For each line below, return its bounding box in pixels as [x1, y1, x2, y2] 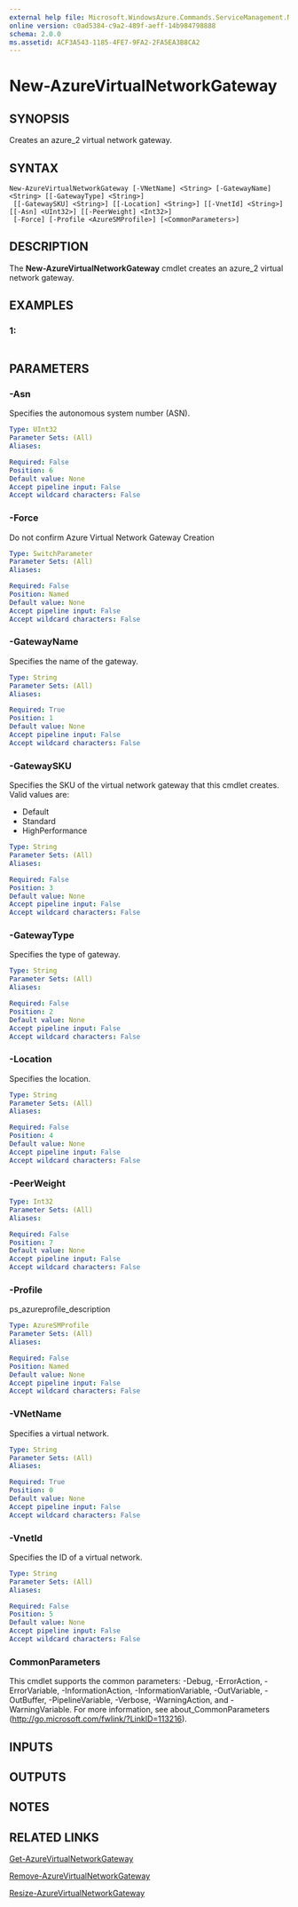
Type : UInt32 [9, 425, 58, 434]
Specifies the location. [9, 1073, 91, 1084]
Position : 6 [9, 465, 53, 475]
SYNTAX [9, 161, 59, 176]
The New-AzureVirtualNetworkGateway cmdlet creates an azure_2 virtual [9, 263, 284, 274]
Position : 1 [9, 714, 53, 723]
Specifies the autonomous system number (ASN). [9, 408, 191, 418]
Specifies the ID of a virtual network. [9, 1552, 144, 1562]
